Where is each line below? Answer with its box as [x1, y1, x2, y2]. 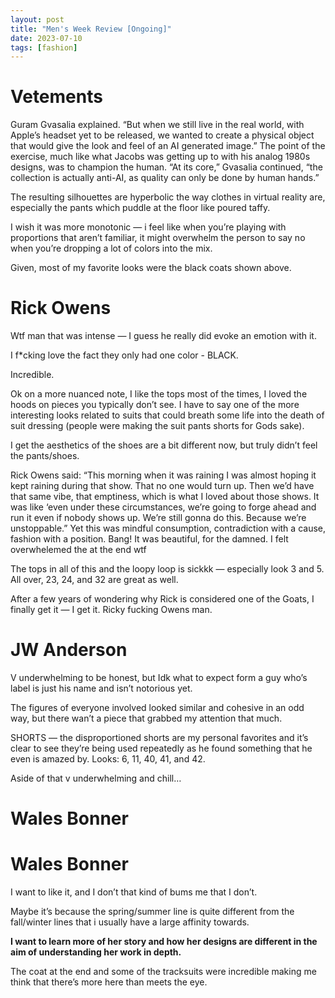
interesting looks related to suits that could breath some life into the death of [10, 409, 325, 421]
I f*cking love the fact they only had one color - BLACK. [10, 349, 239, 361]
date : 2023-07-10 [10, 33, 83, 43]
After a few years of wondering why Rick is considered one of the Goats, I [10, 593, 315, 605]
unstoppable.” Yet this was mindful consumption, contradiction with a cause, [10, 522, 326, 535]
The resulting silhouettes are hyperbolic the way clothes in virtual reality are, [10, 191, 326, 203]
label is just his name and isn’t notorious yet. [10, 682, 193, 695]
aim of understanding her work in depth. [10, 946, 182, 958]
